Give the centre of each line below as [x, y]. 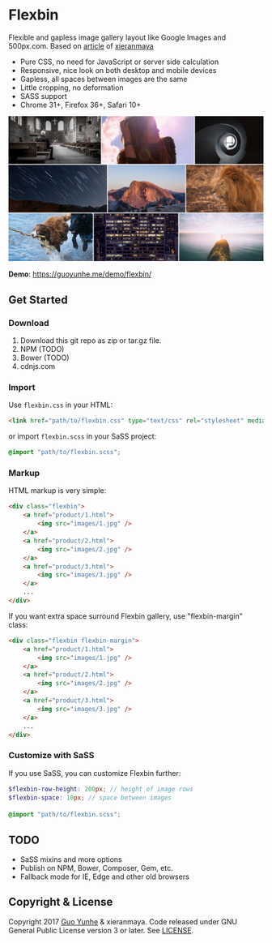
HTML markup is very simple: [57, 491]
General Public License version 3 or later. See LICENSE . [101, 930]
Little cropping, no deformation [72, 88]
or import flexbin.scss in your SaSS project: [83, 436]
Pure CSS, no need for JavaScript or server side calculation [119, 62]
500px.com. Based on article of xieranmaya [81, 45]
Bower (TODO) [45, 358]
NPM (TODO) [42, 349]
